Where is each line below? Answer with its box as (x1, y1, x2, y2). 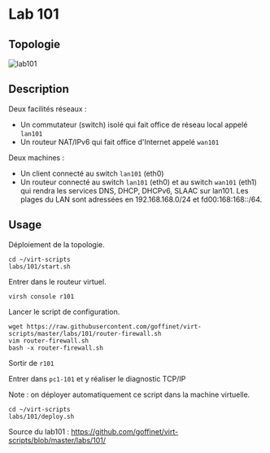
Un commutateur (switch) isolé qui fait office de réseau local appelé (20, 120, 248, 129)
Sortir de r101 (8, 358, 54, 368)
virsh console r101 (8, 292, 75, 301)
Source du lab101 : (8, 426, 70, 436)
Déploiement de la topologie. (8, 239, 106, 249)
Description (8, 82, 69, 96)
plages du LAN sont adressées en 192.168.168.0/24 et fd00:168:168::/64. (20, 194, 263, 204)
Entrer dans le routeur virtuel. (8, 277, 107, 286)
